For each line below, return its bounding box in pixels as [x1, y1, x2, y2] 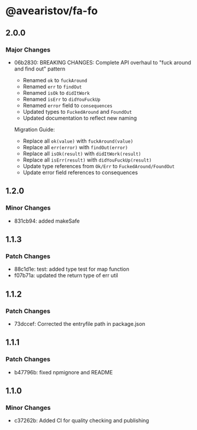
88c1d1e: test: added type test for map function [14, 265, 130, 273]
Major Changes [5, 46, 51, 54]
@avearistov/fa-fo [5, 4, 98, 18]
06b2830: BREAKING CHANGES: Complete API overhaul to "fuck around [14, 59, 192, 66]
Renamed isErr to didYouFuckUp [22, 95, 101, 102]
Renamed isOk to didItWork [22, 89, 90, 96]
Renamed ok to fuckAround [22, 76, 88, 84]
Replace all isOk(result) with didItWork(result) [22, 150, 141, 157]
